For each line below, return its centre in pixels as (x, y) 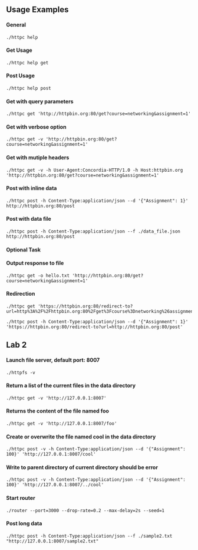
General (16, 24)
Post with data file (29, 219)
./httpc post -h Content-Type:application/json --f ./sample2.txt (89, 536)
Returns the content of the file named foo (57, 411)
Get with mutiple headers (38, 158)
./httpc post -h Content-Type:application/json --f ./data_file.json (93, 232)
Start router (21, 498)
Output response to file (35, 263)
